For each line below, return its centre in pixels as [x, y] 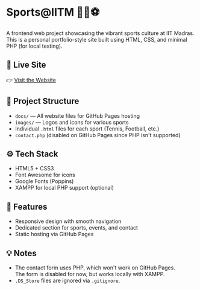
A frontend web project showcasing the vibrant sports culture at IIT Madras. [100, 33]
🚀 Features [27, 207]
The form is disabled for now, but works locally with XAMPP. [90, 274]
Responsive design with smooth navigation [68, 221]
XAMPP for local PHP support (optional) [64, 188]
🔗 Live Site [26, 65]
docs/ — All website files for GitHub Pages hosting [77, 115]
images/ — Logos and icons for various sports [72, 122]
